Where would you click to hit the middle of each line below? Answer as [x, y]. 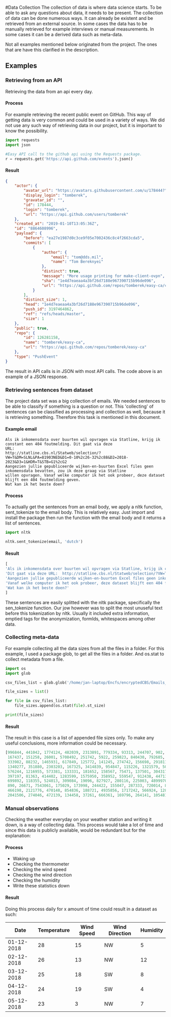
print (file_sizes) [25, 715]
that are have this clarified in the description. [52, 50]
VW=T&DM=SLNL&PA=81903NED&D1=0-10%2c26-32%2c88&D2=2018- [67, 458]
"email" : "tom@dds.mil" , [77, 257]
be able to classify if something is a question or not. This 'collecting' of [79, 406]
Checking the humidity [36, 880]
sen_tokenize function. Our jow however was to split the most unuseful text [84, 608]
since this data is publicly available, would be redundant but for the [76, 830]
